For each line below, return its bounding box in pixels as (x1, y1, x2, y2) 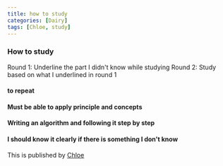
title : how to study (7, 10, 68, 18)
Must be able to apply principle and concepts (7, 102, 143, 111)
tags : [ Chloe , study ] (7, 23, 71, 30)
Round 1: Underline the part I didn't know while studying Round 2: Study (7, 63, 217, 71)
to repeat (7, 86, 35, 95)
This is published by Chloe (7, 150, 85, 159)
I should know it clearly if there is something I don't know (7, 135, 179, 143)
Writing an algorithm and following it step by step (7, 119, 155, 127)
